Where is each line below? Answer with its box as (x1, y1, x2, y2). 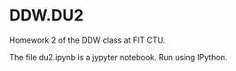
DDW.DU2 (9, 5, 84, 26)
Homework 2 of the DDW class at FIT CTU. (9, 35, 166, 45)
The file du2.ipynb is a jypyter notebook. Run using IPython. (9, 51, 228, 62)
